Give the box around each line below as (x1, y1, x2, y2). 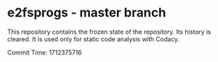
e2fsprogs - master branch (7, 5, 166, 21)
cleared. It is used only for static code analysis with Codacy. (7, 34, 180, 43)
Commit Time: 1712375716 (7, 48, 82, 56)
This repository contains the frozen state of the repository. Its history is (7, 28, 211, 36)
